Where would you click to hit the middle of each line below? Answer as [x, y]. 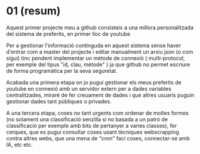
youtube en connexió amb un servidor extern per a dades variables [89, 88]
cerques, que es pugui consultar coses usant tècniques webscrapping [93, 132]
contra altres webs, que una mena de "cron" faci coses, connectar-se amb [98, 138]
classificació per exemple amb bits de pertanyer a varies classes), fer [92, 125]
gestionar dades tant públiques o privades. [59, 101]
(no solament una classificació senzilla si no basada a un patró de [87, 119]
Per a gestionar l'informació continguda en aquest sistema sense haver [94, 45]
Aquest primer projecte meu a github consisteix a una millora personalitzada [100, 27]
